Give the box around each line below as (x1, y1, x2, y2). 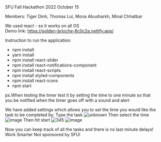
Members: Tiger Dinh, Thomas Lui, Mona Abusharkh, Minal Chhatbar (5, 14, 143, 19)
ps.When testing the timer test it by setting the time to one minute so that (5, 92, 151, 98)
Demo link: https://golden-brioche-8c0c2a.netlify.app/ (5, 28, 114, 33)
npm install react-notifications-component (12, 63, 97, 68)
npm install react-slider (12, 57, 59, 63)
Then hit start (23, 117, 50, 123)
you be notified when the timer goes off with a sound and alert (5, 97, 130, 103)
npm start (12, 83, 32, 89)
